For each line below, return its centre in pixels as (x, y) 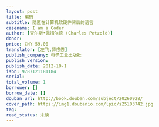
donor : (14, 39)
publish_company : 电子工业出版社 (44, 55)
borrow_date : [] (26, 93)
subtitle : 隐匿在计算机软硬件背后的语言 (50, 22)
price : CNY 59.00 (27, 44)
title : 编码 (20, 17)
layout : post (22, 11)
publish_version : (27, 60)
